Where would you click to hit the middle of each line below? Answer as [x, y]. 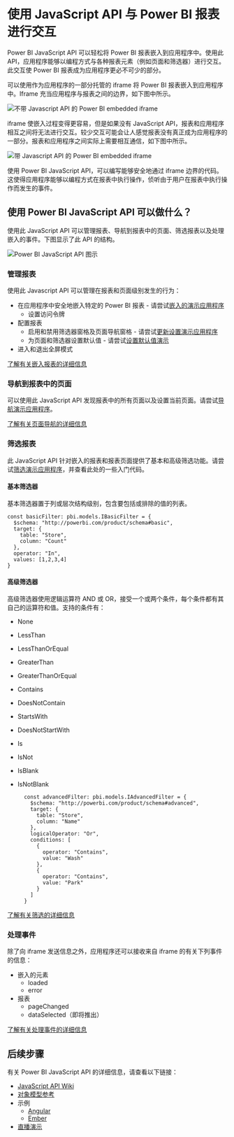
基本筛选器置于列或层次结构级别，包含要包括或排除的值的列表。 [99, 503]
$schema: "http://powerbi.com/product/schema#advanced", [115, 803]
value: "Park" [63, 883]
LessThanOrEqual [43, 649]
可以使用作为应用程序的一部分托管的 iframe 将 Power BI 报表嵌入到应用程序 [115, 85]
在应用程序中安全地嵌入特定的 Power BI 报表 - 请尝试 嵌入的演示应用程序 [121, 306]
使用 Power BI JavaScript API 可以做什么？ [100, 212]
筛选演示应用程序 [38, 469]
